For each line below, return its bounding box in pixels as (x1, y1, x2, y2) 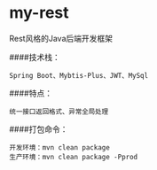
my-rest (9, 3, 69, 23)
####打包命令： (9, 123, 68, 135)
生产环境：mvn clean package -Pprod (9, 152, 138, 161)
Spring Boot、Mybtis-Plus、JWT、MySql (9, 71, 149, 80)
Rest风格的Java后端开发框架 (9, 33, 114, 43)
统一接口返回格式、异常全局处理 (9, 107, 109, 116)
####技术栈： (9, 51, 60, 62)
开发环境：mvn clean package (9, 143, 111, 152)
